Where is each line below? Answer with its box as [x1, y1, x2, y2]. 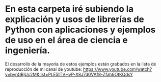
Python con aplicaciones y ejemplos [5, 24, 156, 35]
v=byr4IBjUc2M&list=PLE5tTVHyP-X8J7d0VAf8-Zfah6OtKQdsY [5, 71, 134, 77]
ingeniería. [5, 45, 50, 56]
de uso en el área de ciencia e [5, 35, 128, 46]
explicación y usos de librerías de [5, 14, 144, 25]
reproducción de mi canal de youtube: [5, 66, 82, 72]
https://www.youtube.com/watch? [83, 66, 152, 72]
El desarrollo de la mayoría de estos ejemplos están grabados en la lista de [5, 61, 156, 67]
